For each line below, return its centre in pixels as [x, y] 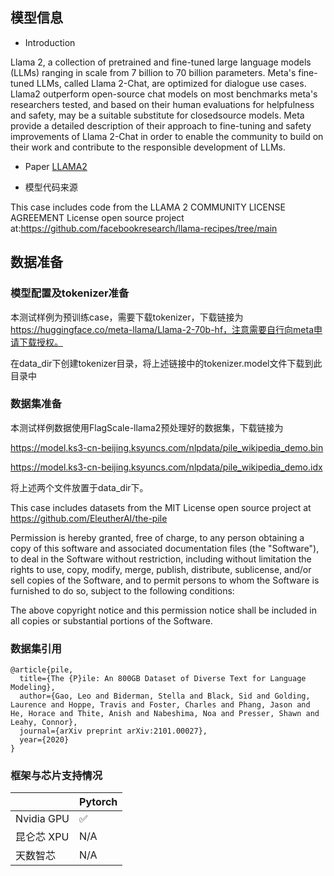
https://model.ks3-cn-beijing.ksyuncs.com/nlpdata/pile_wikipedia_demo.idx [166, 467]
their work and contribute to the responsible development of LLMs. [148, 147]
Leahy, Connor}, [44, 723]
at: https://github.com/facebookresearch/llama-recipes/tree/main [144, 228]
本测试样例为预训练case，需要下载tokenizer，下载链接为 [127, 317]
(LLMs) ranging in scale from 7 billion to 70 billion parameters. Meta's [153, 72]
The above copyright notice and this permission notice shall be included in [163, 610]
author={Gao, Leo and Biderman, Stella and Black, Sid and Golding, [165, 696]
